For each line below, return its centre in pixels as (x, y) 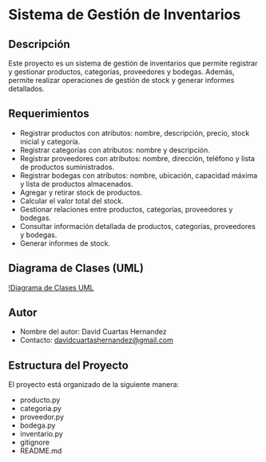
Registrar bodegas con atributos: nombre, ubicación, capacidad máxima (139, 175)
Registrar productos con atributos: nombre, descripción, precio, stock (135, 132)
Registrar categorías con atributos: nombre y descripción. (115, 150)
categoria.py (41, 409)
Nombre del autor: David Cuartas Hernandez (93, 332)
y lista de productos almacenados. (76, 184)
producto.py (40, 400)
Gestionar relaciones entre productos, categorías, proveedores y (126, 209)
